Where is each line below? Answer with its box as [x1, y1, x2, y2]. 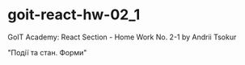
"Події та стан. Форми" [7, 47, 87, 57]
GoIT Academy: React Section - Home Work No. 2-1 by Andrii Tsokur [7, 32, 237, 42]
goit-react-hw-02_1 [7, 6, 141, 24]
